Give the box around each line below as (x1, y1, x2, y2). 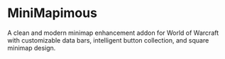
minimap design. (7, 43, 56, 52)
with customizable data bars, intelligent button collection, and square (7, 36, 209, 44)
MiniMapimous (7, 5, 98, 21)
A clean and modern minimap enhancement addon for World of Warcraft (7, 28, 219, 37)
